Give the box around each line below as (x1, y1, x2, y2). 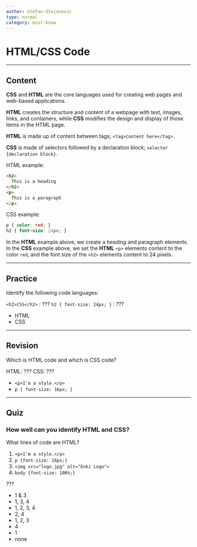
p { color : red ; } (6, 222, 51, 228)
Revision (6, 341, 39, 351)
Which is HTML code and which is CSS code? (6, 356, 117, 363)
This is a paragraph (11, 195, 62, 201)
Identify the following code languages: (6, 289, 98, 296)
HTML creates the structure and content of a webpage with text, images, (6, 109, 182, 116)
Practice (6, 273, 38, 283)
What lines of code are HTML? (6, 439, 80, 446)
